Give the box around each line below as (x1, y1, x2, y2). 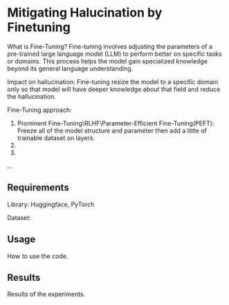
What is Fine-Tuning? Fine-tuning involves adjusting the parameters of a (7, 42, 213, 50)
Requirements (7, 181, 69, 194)
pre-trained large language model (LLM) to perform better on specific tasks (7, 50, 223, 58)
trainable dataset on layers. (17, 133, 95, 142)
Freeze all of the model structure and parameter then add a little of (17, 126, 208, 135)
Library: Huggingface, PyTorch (7, 200, 95, 208)
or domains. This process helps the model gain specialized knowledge (7, 57, 208, 65)
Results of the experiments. (7, 290, 86, 298)
